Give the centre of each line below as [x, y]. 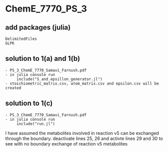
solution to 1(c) [29, 103]
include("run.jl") [36, 124]
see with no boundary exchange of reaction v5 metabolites [66, 143]
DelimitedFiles [21, 39]
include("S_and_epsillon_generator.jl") [59, 79]
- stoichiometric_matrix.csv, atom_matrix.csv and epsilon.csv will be [82, 84]
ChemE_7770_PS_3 [46, 9]
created [13, 88]
